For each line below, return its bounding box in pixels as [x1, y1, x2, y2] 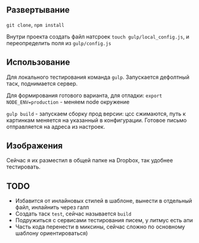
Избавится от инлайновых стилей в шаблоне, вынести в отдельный [15, 197, 192, 205]
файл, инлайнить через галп [15, 204, 89, 211]
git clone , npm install [6, 21, 65, 28]
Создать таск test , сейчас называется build [15, 210, 132, 217]
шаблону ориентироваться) [15, 230, 88, 237]
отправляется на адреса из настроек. [6, 123, 105, 130]
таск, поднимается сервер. [6, 79, 78, 87]
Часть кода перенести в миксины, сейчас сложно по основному [15, 223, 186, 231]
